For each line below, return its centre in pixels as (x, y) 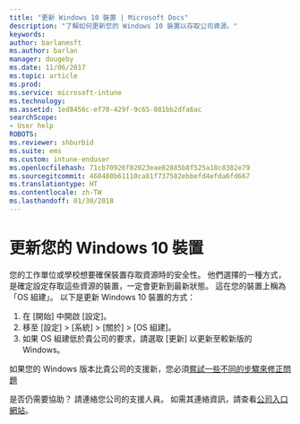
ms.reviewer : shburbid (51, 143)
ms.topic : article (43, 76)
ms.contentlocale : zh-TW (56, 193)
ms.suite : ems (36, 151)
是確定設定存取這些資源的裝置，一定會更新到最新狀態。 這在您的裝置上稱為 (148, 286)
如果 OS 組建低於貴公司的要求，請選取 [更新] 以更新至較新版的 (137, 338)
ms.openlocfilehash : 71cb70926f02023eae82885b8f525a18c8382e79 (130, 168)
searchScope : (34, 117)
